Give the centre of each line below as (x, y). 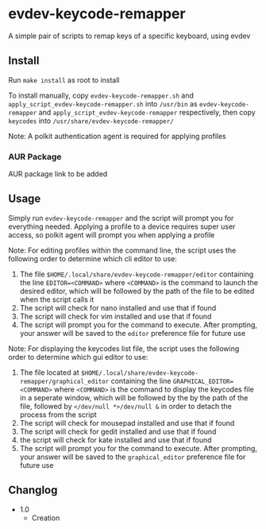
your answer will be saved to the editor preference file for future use (133, 333)
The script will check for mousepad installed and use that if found (127, 423)
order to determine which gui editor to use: (78, 357)
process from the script (58, 415)
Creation (46, 518)
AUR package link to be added (58, 174)
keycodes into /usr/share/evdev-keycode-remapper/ (91, 121)
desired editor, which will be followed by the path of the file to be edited (137, 291)
